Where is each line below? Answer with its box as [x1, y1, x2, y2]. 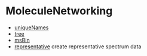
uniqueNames [14, 24, 49, 31]
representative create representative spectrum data [14, 43, 142, 50]
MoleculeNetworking [5, 4, 113, 18]
